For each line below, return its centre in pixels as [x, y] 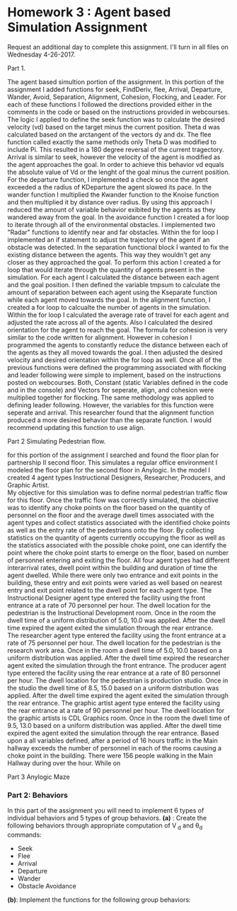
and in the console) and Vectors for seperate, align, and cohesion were [111, 390]
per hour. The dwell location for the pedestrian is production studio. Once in [118, 680]
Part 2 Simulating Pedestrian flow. [57, 441]
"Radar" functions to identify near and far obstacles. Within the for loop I [113, 232]
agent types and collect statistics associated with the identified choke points [119, 522]
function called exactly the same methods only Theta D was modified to [112, 141]
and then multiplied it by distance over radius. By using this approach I [110, 202]
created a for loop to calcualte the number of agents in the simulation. [109, 307]
